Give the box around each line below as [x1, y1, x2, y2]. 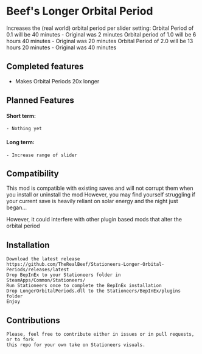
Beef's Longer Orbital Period [6, 4, 153, 18]
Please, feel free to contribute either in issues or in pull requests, [6, 331, 195, 337]
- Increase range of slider [6, 152, 78, 158]
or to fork [6, 336, 34, 342]
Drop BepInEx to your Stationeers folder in [6, 272, 121, 278]
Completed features [6, 61, 84, 72]
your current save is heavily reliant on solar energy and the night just [6, 198, 178, 205]
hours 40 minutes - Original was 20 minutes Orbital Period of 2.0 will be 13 [6, 37, 193, 44]
